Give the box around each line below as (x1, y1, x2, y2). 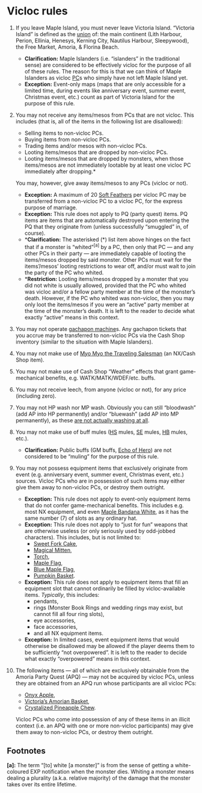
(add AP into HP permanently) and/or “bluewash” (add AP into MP (15, 410, 179, 418)
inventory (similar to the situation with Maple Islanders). (15, 338, 153, 345)
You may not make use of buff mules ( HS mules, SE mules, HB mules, (15, 428, 188, 436)
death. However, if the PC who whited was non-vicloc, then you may (24, 294, 195, 301)
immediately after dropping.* (24, 167, 96, 175)
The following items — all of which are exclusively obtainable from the (15, 667, 189, 674)
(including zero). (15, 392, 57, 400)
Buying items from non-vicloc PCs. (24, 135, 111, 143)
